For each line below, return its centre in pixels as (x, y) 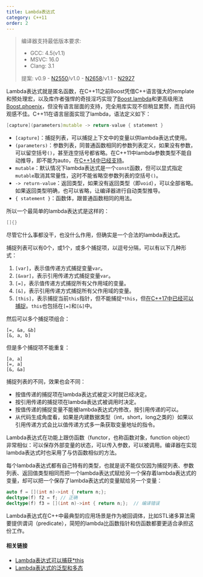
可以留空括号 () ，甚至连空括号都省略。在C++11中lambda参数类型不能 (101, 153)
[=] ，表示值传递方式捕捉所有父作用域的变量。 (72, 283)
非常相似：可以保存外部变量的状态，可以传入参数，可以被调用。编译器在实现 (101, 445)
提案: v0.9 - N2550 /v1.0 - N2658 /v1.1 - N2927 (78, 79)
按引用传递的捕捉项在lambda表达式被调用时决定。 (77, 402)
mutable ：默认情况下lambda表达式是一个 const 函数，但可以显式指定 (99, 168)
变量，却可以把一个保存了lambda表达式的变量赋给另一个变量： (84, 481)
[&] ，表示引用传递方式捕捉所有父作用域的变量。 (75, 291)
